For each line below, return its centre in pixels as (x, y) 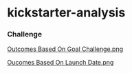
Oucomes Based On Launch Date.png (60, 63)
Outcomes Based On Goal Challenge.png (65, 49)
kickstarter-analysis (66, 13)
